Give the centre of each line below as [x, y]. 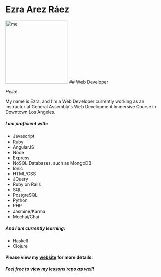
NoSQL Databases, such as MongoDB [52, 163]
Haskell [20, 241]
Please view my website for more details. [49, 257]
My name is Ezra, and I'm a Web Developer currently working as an [75, 101]
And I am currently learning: [35, 228]
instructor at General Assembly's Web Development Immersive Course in [81, 106]
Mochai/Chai [26, 216]
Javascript [23, 136]
